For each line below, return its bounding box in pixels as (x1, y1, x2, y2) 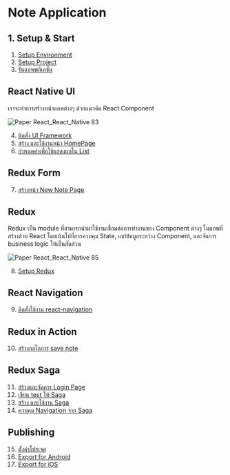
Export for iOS (17, 460, 59, 468)
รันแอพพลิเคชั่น (17, 66, 53, 73)
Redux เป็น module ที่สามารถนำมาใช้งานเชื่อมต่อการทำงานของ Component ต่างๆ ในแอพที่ (8, 224, 223, 233)
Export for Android (17, 452, 71, 461)
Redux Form (8, 167, 61, 179)
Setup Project (17, 58, 57, 66)
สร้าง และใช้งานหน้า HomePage (17, 139, 96, 147)
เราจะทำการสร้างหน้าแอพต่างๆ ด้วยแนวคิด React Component (8, 104, 154, 112)
